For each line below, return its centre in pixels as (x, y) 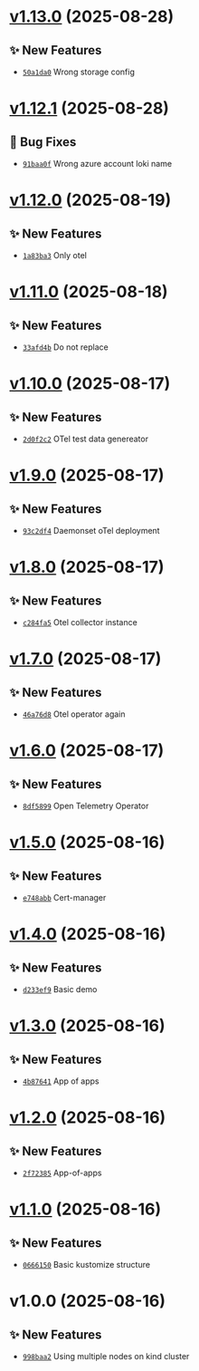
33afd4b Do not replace (65, 347)
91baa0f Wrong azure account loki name (97, 164)
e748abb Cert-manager (64, 898)
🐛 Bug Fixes (43, 142)
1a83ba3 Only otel (55, 255)
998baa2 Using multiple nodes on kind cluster (106, 1356)
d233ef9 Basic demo (60, 989)
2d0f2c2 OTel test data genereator (85, 439)
